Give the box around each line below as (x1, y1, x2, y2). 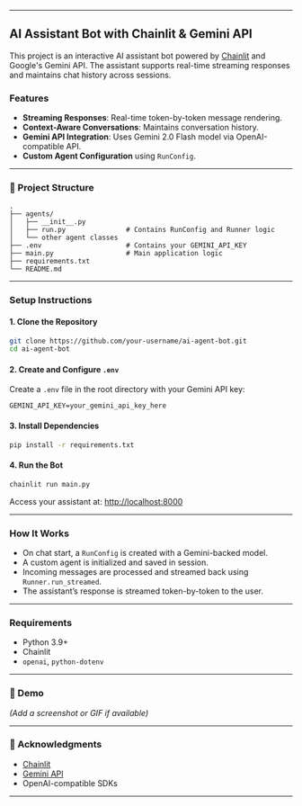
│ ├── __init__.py (9, 218, 87, 227)
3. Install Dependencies (9, 420, 100, 432)
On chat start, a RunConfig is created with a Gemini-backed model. (22, 547, 268, 558)
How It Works (9, 527, 70, 540)
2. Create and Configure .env (9, 363, 120, 374)
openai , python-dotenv (22, 656, 104, 667)
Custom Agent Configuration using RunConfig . (22, 150, 196, 162)
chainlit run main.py (9, 479, 91, 488)
